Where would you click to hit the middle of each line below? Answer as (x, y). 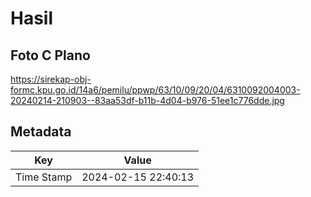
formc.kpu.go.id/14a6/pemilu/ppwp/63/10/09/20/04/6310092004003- (155, 90)
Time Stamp (44, 177)
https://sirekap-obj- (51, 79)
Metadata (41, 132)
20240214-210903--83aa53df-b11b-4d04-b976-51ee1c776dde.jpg (147, 100)
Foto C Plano (50, 55)
